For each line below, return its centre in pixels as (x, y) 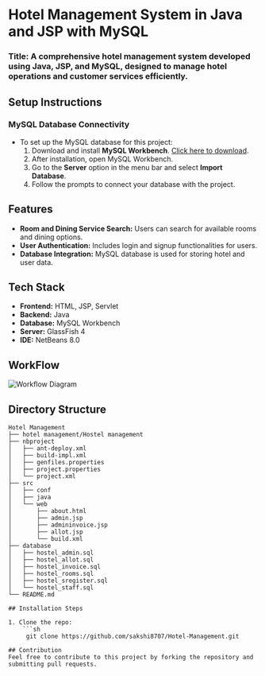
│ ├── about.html (48, 511)
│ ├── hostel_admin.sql (51, 553)
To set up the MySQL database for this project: (96, 142)
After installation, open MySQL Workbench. (102, 159)
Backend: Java (44, 315)
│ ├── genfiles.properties (56, 463)
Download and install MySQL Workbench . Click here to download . (140, 150)
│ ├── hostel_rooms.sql (51, 574)
